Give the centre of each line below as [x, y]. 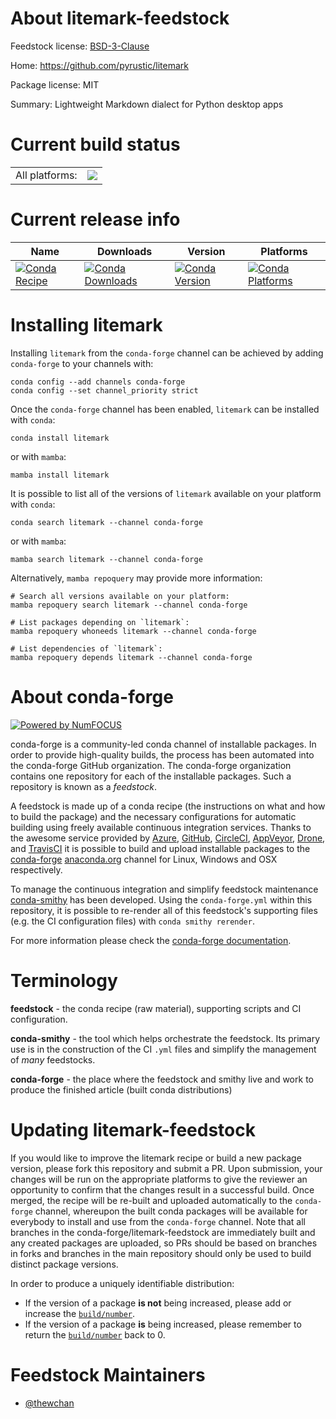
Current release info [95, 219]
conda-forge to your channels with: [82, 363]
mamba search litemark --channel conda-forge [106, 559]
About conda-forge [92, 696]
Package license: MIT [55, 84]
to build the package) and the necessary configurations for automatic [153, 816]
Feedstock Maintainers [108, 1374]
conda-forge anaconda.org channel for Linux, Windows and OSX [144, 859]
